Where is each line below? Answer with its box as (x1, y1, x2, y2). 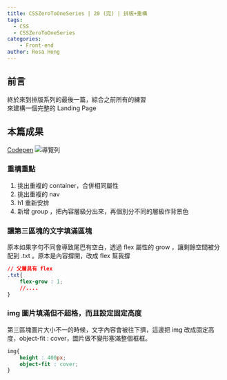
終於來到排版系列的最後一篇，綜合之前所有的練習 (7, 95, 146, 103)
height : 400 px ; (19, 354, 67, 361)
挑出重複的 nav (17, 190, 60, 198)
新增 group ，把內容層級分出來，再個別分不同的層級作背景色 (17, 207, 189, 215)
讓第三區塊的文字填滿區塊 (7, 226, 92, 235)
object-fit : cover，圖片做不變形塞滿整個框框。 (19, 334, 152, 342)
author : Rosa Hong (7, 49, 60, 56)
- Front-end (19, 42, 54, 49)
